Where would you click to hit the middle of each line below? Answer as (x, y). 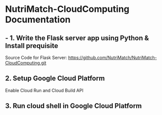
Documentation (38, 20)
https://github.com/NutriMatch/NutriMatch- (112, 57)
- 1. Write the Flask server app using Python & (77, 38)
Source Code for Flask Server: (36, 57)
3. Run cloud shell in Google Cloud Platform (74, 106)
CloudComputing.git (26, 63)
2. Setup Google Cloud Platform (55, 79)
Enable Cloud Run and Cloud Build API (44, 90)
